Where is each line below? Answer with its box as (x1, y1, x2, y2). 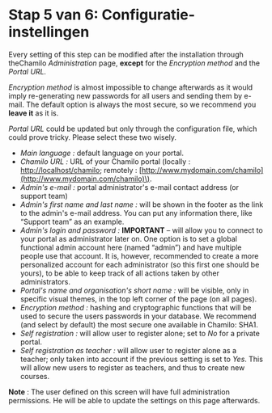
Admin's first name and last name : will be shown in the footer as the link (19, 200, 264, 209)
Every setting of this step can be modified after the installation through (8, 49, 244, 59)
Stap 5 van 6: (8, 6, 99, 24)
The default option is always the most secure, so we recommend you (25, 99, 257, 109)
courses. (19, 371, 50, 381)
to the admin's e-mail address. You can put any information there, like (19, 208, 253, 217)
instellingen (8, 23, 90, 41)
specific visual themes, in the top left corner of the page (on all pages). (19, 293, 257, 304)
